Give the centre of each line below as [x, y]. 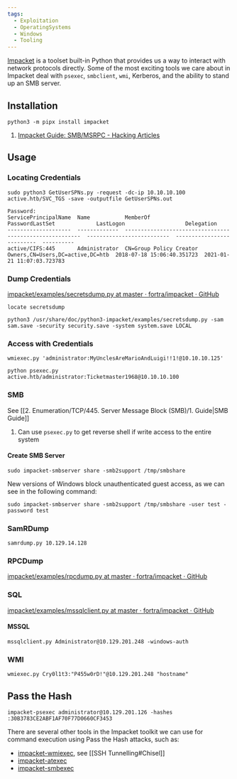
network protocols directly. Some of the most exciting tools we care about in [119, 68]
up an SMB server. [34, 83]
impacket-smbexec [46, 768]
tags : [15, 14]
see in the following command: [52, 491]
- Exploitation [36, 21]
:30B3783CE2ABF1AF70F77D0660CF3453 [60, 719]
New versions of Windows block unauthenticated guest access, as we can [116, 483]
